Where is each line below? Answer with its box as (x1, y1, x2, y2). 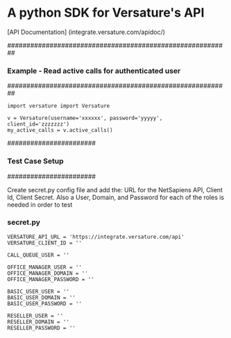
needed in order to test (7, 200, 73, 209)
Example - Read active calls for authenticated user (7, 66, 181, 76)
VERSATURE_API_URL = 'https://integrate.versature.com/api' (7, 233, 185, 240)
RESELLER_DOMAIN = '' (7, 318, 70, 326)
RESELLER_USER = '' (7, 312, 64, 319)
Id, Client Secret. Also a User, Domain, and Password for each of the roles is (7, 193, 225, 201)
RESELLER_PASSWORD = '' (7, 324, 76, 331)
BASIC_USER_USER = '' (7, 288, 70, 295)
